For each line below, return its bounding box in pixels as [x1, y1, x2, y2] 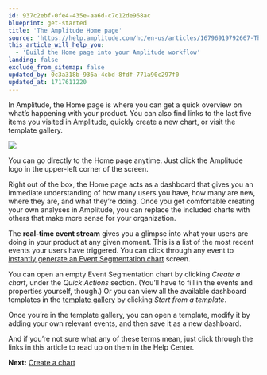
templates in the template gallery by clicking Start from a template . [8, 295, 227, 304]
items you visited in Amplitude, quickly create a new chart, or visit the [8, 117, 236, 126]
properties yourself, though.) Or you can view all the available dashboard [8, 286, 247, 296]
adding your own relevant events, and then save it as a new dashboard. [8, 319, 242, 328]
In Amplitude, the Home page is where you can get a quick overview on [8, 100, 242, 110]
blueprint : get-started [8, 19, 87, 27]
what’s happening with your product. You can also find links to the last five [8, 108, 252, 118]
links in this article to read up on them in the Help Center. [8, 342, 195, 352]
